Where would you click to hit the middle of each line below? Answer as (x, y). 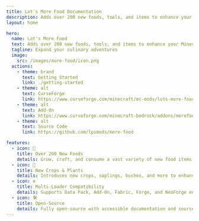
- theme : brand (36, 71)
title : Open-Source (41, 203)
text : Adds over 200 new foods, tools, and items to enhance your (95, 44)
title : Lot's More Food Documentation (54, 12)
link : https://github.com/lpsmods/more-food (78, 132)
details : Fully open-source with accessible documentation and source (106, 209)
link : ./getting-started (52, 83)
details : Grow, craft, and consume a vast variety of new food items (105, 159)
